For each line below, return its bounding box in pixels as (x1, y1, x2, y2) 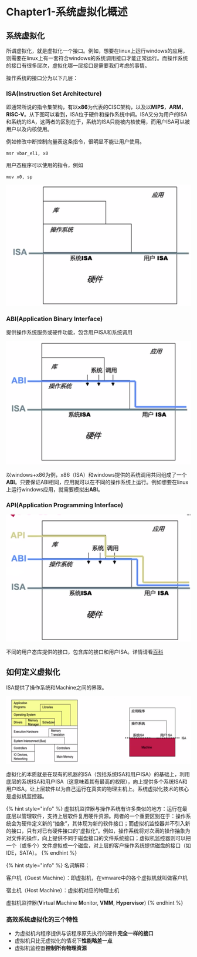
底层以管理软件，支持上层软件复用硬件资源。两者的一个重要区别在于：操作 (6, 812, 186, 819)
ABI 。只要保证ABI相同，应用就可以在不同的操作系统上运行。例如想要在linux (6, 478, 189, 486)
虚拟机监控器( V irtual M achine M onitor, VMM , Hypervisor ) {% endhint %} (6, 899, 184, 906)
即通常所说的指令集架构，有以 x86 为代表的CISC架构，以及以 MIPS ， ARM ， (6, 103, 186, 111)
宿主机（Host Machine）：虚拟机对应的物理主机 (6, 886, 120, 894)
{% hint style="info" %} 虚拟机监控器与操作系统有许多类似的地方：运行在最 (6, 805, 188, 812)
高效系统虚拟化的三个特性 (6, 915, 79, 923)
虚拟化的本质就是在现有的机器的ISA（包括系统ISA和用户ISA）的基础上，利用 (6, 771, 191, 778)
